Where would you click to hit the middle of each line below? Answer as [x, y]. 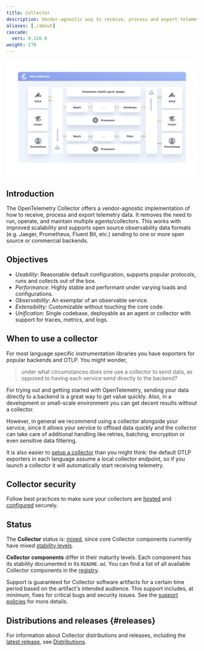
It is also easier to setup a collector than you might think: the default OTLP [99, 452]
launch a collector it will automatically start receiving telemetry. [85, 465]
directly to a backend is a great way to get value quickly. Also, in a [89, 396]
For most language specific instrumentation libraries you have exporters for [100, 353]
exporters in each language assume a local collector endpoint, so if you [96, 459]
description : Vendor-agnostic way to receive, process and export [92, 19]
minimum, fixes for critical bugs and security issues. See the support [92, 595]
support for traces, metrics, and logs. [62, 319]
